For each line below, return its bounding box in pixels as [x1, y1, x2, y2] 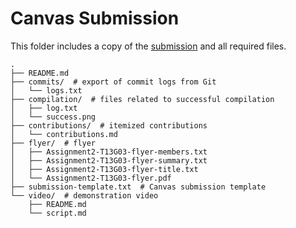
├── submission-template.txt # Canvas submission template [10, 182, 267, 192]
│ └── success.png [10, 112, 97, 122]
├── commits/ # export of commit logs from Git [10, 77, 217, 87]
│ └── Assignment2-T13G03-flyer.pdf [10, 173, 172, 183]
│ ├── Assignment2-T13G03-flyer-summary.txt [10, 155, 208, 166]
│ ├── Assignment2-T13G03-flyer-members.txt [10, 147, 208, 157]
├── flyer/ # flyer [10, 138, 97, 148]
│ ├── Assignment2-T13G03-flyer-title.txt [10, 164, 199, 174]
